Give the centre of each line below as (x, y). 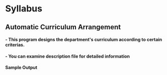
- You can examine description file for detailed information (67, 56)
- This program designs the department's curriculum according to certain (84, 40)
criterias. (15, 45)
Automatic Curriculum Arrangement (63, 27)
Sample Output (21, 68)
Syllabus (24, 9)
